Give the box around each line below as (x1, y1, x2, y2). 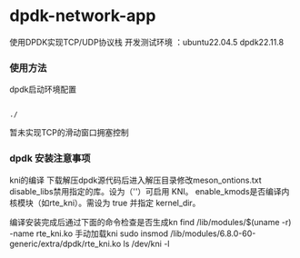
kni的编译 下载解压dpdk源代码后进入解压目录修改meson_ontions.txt (9, 174, 262, 185)
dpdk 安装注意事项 (9, 152, 91, 164)
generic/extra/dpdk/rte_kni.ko (9, 238, 122, 249)
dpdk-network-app (9, 5, 156, 26)
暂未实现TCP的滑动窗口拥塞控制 (9, 127, 129, 138)
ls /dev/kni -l (123, 238, 170, 249)
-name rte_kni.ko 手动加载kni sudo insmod (9, 228, 169, 239)
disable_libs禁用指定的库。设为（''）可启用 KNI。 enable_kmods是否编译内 (9, 185, 290, 196)
